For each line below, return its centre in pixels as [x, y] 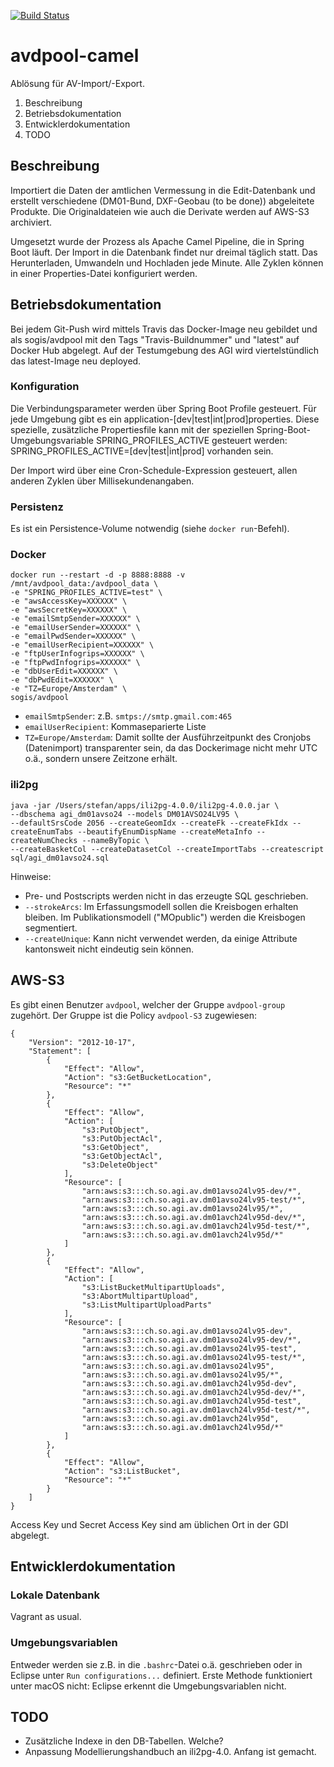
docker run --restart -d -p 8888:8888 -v [98, 575]
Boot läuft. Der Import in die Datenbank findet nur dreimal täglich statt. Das [164, 252]
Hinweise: [31, 876]
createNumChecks [44, 840]
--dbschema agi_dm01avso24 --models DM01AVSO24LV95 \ [125, 814]
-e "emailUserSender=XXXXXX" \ [75, 628]
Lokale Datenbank [55, 1595]
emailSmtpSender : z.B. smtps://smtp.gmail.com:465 [128, 716]
